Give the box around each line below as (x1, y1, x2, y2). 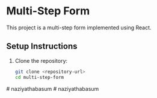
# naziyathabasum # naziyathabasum (6, 85, 99, 92)
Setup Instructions (6, 41, 78, 51)
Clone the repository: (14, 57, 68, 64)
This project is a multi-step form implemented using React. (6, 24, 152, 31)
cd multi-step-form (14, 74, 64, 80)
